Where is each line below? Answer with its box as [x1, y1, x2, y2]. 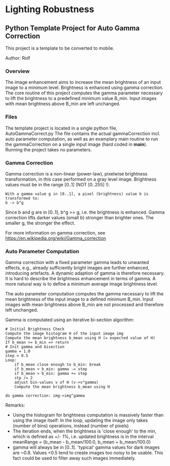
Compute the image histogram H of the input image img [5, 331, 124, 336]
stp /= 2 [14, 376, 33, 381]
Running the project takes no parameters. [5, 146, 92, 153]
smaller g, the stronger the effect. [5, 220, 76, 226]
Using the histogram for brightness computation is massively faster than [12, 412, 164, 418]
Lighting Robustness [5, 4, 94, 15]
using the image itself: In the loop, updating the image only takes [12, 417, 148, 423]
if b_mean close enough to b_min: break [14, 362, 101, 368]
